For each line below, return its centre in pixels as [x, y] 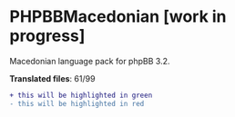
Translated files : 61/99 [52, 78]
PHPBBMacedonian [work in [118, 17]
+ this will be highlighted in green [81, 95]
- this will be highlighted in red [77, 103]
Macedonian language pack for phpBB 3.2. [90, 61]
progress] [47, 36]
